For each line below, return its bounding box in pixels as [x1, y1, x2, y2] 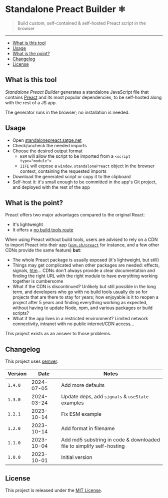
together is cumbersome [12, 278, 63, 284]
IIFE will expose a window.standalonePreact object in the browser [19, 163, 155, 169]
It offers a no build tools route [12, 227, 73, 233]
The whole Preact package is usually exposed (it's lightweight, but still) [12, 257, 159, 263]
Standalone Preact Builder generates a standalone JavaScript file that [5, 89, 149, 95]
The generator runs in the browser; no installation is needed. [5, 109, 130, 115]
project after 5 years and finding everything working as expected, [12, 300, 147, 306]
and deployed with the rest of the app [12, 184, 90, 190]
